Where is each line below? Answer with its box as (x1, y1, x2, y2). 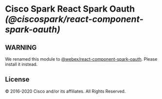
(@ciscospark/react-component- (5, 14, 144, 25)
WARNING (5, 43, 37, 51)
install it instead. (5, 62, 38, 67)
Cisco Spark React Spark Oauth (5, 3, 135, 15)
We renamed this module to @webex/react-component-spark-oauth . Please (5, 56, 158, 62)
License (5, 75, 30, 83)
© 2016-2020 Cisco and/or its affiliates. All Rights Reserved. (5, 88, 126, 94)
